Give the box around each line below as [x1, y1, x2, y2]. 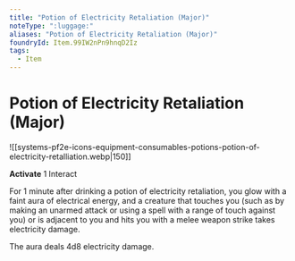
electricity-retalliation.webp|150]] [9, 151, 131, 162]
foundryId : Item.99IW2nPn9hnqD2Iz [9, 38, 139, 47]
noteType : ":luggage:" [9, 21, 94, 30]
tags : [9, 46, 29, 55]
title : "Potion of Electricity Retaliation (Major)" [9, 13, 210, 22]
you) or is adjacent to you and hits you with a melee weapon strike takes [9, 214, 275, 224]
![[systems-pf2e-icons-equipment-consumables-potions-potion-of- [9, 141, 261, 152]
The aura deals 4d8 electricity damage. [9, 240, 155, 251]
